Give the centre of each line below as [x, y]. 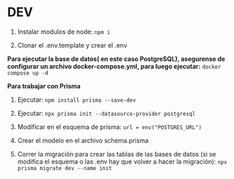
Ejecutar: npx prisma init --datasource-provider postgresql [106, 113]
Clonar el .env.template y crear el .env [72, 45]
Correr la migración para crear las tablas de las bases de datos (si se [117, 154]
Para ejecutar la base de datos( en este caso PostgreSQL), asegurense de [116, 59]
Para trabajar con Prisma [44, 86]
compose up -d [28, 73]
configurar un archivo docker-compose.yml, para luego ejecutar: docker [114, 66]
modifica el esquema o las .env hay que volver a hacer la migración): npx [122, 161]
